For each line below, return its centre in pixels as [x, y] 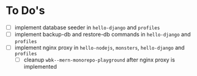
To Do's [25, 11]
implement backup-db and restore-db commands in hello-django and [102, 34]
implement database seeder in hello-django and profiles [87, 27]
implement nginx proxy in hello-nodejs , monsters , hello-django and [99, 48]
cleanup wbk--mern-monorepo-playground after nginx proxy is [99, 60]
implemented [40, 67]
